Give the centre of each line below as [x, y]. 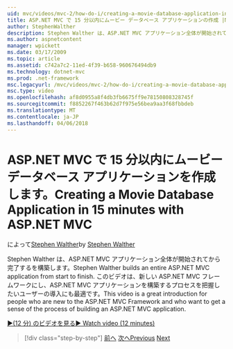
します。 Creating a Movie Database [111, 194]
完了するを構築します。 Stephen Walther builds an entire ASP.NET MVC [109, 268]
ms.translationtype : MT [42, 110]
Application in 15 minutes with [96, 210]
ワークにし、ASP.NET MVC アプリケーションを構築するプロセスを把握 [113, 285]
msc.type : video [31, 91]
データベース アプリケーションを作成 [112, 177]
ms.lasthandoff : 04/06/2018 [48, 123]
